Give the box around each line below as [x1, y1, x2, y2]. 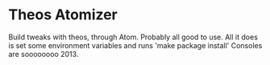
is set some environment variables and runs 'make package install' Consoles [8, 40, 263, 50]
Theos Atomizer [8, 6, 118, 24]
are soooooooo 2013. [8, 49, 79, 59]
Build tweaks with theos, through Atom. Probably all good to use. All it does [8, 32, 258, 42]
